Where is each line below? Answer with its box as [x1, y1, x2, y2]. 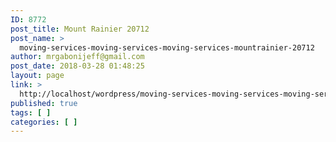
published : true [10, 98, 78, 108]
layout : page [10, 71, 65, 81]
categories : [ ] [10, 117, 78, 127]
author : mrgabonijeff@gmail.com [10, 52, 145, 62]
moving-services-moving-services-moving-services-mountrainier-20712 [19, 42, 315, 53]
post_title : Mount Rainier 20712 [10, 24, 150, 34]
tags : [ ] [10, 107, 52, 118]
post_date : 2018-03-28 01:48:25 [10, 61, 145, 71]
